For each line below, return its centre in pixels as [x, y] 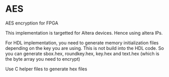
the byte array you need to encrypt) [43, 59]
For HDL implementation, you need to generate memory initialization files [82, 43]
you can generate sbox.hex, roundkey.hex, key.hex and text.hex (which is [82, 54]
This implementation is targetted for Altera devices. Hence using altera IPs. [84, 33]
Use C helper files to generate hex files [46, 69]
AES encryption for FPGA [32, 23]
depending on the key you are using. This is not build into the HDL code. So [85, 48]
